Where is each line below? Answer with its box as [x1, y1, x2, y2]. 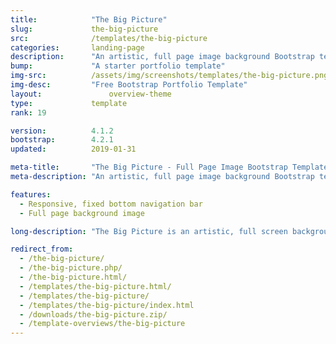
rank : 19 [10, 107, 47, 118]
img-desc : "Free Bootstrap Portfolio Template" [10, 80, 248, 90]
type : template [10, 98, 128, 108]
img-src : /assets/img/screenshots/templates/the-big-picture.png [10, 71, 329, 81]
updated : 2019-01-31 [10, 144, 137, 155]
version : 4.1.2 [10, 126, 114, 136]
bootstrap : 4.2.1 [10, 135, 114, 145]
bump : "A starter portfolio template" [10, 61, 226, 71]
